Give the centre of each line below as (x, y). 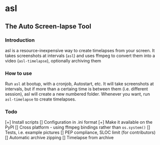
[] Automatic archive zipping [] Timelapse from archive (59, 138)
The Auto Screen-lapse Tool (48, 26)
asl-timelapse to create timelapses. (41, 99)
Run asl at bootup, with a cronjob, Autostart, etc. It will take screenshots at (80, 84)
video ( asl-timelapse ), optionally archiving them (53, 60)
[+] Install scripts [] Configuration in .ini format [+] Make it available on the (79, 122)
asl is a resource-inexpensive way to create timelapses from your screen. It (80, 50)
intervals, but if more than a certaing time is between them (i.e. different (77, 89)
